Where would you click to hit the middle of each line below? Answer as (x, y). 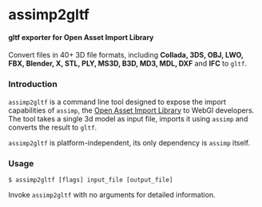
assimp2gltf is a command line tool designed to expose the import (117, 102)
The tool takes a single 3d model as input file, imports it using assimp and (128, 118)
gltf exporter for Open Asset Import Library (81, 37)
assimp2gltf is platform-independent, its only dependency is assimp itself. (129, 142)
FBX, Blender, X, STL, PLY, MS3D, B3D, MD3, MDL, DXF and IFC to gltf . (128, 64)
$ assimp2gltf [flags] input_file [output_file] (91, 180)
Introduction (33, 84)
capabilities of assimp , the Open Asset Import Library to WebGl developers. (131, 110)
